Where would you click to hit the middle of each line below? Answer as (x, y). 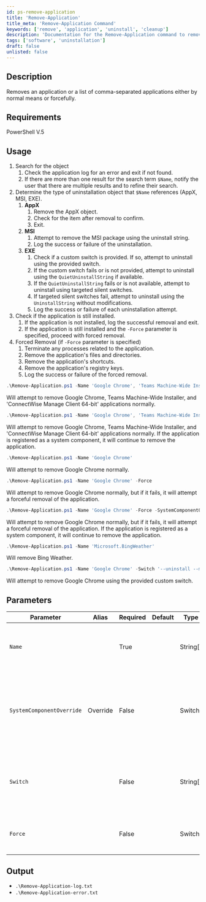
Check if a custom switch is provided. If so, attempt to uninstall (113, 258)
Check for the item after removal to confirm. (89, 218)
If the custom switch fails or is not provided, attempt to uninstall (114, 270)
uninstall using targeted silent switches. (83, 290)
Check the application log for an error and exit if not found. (99, 173)
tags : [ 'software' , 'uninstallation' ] (56, 40)
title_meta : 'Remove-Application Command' (61, 23)
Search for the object (42, 166)
